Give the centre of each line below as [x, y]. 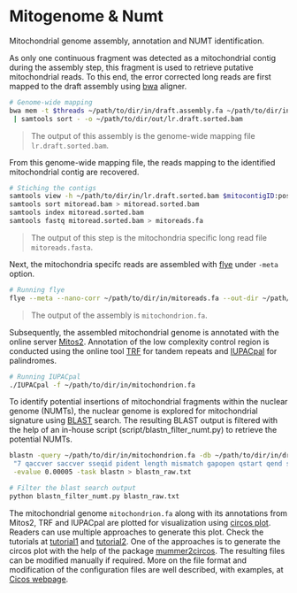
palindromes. [33, 360]
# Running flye [37, 289]
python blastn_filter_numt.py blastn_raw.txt [94, 496]
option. [22, 273]
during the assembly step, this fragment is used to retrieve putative [131, 67]
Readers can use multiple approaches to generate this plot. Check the [137, 532]
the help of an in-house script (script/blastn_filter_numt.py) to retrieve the [143, 430]
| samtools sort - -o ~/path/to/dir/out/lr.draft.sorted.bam [128, 119]
